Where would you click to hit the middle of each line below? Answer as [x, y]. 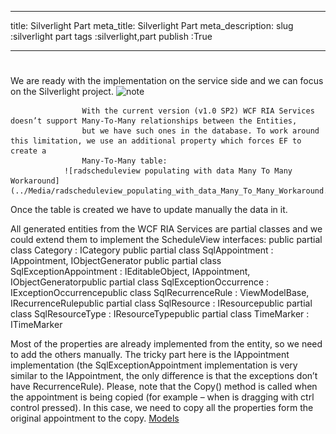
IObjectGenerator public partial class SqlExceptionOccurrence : [140, 282]
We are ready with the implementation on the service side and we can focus [167, 81]
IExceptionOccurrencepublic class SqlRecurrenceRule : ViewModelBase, [160, 293]
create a [28, 151]
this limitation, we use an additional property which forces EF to [156, 141]
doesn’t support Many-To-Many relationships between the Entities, [154, 121]
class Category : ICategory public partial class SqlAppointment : [142, 250]
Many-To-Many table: [124, 161]
